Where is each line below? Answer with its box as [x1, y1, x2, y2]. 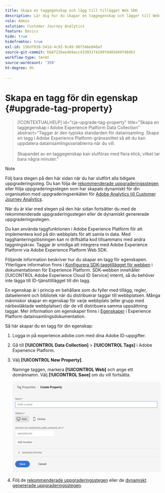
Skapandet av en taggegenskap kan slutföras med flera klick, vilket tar [17, 151, 160, 157]
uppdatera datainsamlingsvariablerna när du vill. [17, 140, 115, 146]
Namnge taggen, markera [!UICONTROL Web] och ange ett [12, 366, 133, 373]
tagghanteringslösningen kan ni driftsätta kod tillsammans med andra [5, 236, 145, 242]
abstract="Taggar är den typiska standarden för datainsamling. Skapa [17, 130, 159, 136]
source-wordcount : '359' [5, 60, 56, 65]
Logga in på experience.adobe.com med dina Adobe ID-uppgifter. [12, 333, 146, 339]
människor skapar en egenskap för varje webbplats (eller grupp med [5, 298, 144, 304]
